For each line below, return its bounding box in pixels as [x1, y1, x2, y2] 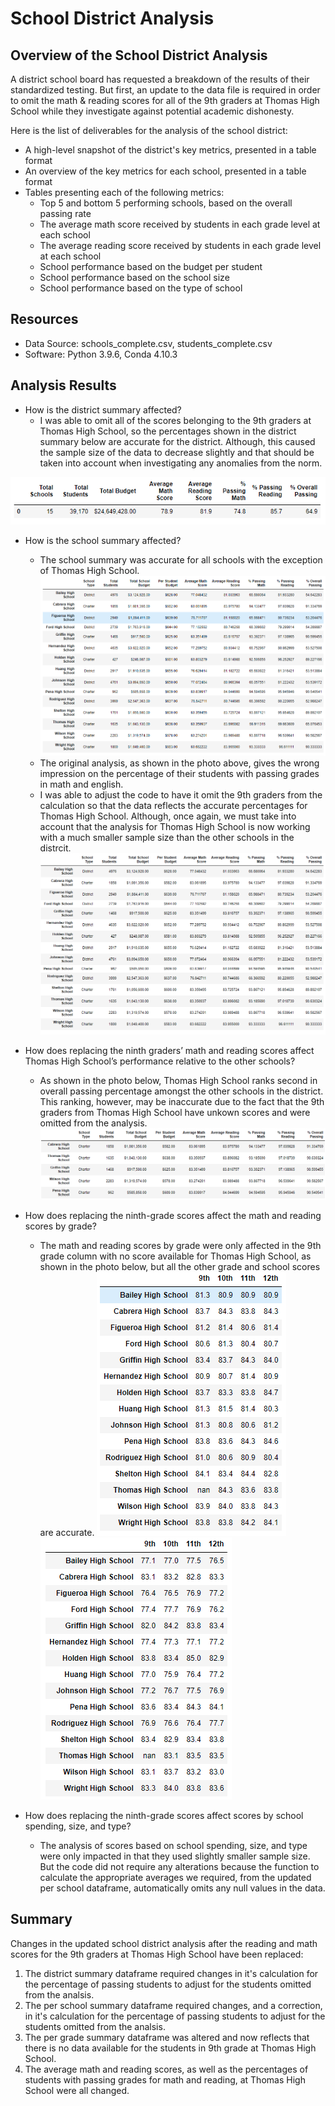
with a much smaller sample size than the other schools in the [39, 831, 295, 843]
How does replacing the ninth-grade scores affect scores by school [24, 1809, 304, 1821]
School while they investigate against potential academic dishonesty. [10, 105, 295, 117]
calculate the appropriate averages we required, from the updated [39, 1871, 312, 1883]
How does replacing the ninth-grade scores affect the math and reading [24, 1209, 322, 1221]
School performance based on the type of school [39, 282, 243, 294]
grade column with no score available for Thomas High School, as [39, 1250, 312, 1262]
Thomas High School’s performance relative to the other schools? [24, 1055, 296, 1067]
